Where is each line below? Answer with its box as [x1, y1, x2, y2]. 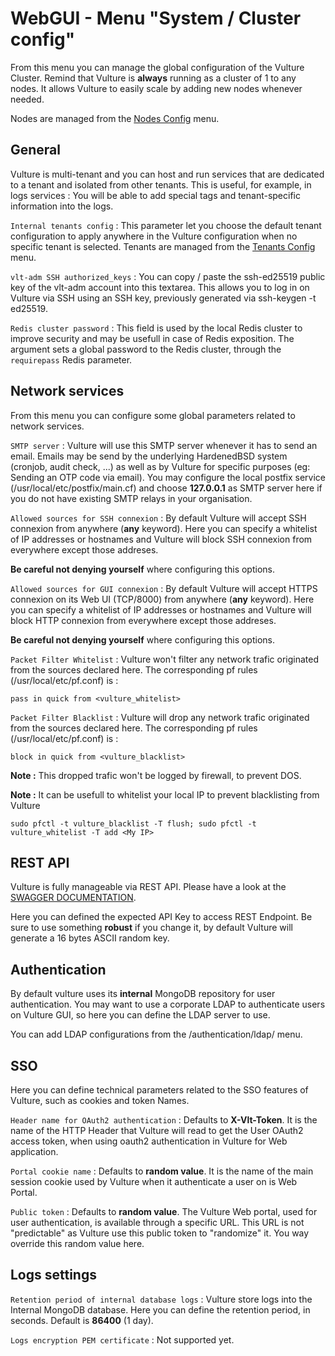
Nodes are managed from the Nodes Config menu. [10, 112, 220, 124]
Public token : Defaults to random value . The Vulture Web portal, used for [10, 1206, 318, 1217]
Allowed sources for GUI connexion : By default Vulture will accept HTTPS [10, 582, 318, 594]
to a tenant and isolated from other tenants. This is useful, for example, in [10, 178, 312, 191]
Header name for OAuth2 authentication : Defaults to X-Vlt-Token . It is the [10, 1114, 318, 1126]
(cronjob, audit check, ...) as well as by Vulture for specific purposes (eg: [10, 460, 311, 472]
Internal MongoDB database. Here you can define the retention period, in [10, 1303, 311, 1316]
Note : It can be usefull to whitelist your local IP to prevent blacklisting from [10, 788, 320, 801]
